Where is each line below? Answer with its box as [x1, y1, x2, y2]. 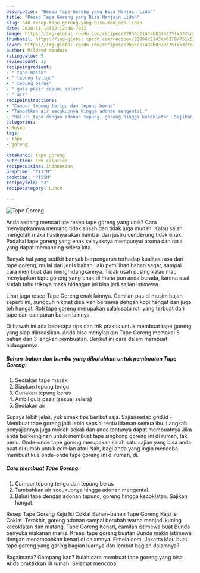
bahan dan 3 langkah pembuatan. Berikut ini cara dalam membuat [6, 335, 168, 342]
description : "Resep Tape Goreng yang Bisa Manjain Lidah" [6, 8, 156, 15]
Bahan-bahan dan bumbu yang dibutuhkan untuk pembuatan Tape [6, 355, 177, 362]
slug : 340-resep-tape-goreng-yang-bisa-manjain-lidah [6, 20, 143, 26]
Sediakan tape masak [14, 376, 68, 384]
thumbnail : [6, 36, 33, 42]
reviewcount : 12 [6, 58, 46, 64]
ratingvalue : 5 [6, 53, 44, 59]
